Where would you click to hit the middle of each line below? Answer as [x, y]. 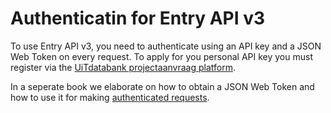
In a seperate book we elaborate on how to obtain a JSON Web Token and [162, 86]
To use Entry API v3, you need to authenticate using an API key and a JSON [166, 46]
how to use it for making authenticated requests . [110, 97]
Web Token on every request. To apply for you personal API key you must [161, 56]
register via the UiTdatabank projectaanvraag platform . [123, 67]
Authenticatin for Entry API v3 [138, 18]
